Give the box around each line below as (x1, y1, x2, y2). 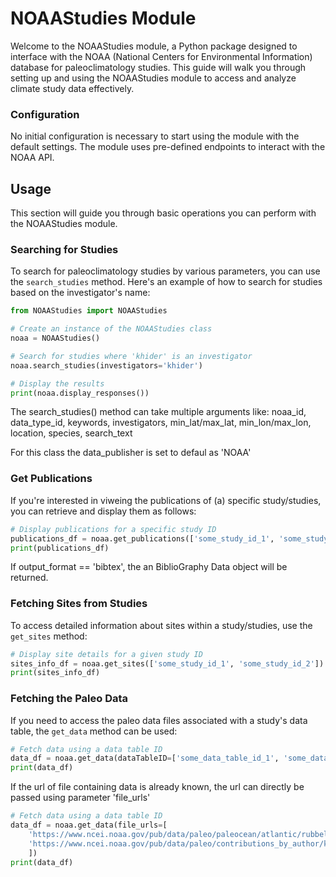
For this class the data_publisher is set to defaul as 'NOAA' (10, 447, 252, 459)
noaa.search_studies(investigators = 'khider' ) (10, 360, 203, 371)
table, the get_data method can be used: (10, 725, 178, 737)
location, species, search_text (10, 427, 133, 439)
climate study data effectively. (10, 82, 135, 94)
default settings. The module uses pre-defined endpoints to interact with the (10, 141, 326, 153)
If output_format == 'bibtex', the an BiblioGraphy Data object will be (10, 561, 288, 573)
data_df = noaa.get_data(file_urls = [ (10, 820, 168, 831)
